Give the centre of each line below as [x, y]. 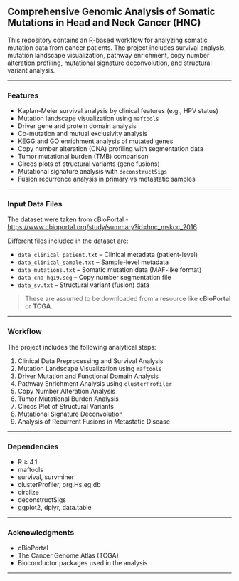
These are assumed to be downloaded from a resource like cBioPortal [128, 299]
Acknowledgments [41, 532]
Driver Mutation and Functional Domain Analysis [88, 376]
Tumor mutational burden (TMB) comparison [83, 157]
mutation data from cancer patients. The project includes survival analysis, [117, 47]
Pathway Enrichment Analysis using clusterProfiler [95, 383]
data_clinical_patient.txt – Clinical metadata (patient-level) [107, 255]
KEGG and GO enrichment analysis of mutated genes [95, 141]
